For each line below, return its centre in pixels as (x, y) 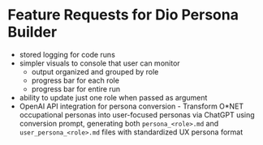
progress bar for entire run (76, 89)
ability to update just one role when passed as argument (113, 97)
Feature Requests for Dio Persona (123, 15)
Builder (32, 32)
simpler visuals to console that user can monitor (99, 63)
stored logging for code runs (67, 54)
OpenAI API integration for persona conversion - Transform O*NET (131, 106)
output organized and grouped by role (95, 71)
